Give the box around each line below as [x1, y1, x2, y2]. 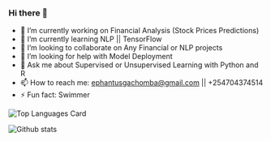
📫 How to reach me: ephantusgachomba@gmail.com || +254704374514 [19, 78, 264, 88]
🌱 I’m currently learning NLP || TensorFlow [19, 34, 162, 44]
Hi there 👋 [8, 7, 49, 19]
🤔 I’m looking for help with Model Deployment [19, 52, 173, 62]
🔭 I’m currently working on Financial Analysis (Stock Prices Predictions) [19, 26, 260, 36]
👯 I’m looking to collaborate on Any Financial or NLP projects [19, 43, 223, 53]
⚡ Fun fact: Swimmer [19, 90, 91, 100]
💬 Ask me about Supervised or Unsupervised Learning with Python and [19, 60, 259, 70]
